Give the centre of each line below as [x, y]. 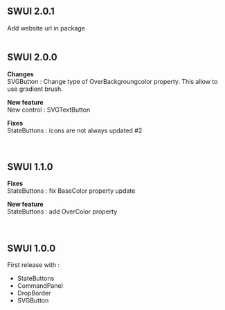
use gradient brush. [35, 89]
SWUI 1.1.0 [30, 167]
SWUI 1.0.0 [31, 248]
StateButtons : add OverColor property [62, 212]
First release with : [34, 265]
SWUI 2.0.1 [31, 11]
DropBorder [34, 293]
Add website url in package [46, 28]
